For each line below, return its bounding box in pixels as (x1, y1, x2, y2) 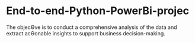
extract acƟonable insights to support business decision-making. (6, 29, 166, 37)
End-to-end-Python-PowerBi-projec (6, 4, 190, 18)
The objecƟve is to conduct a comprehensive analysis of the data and (6, 24, 177, 31)
